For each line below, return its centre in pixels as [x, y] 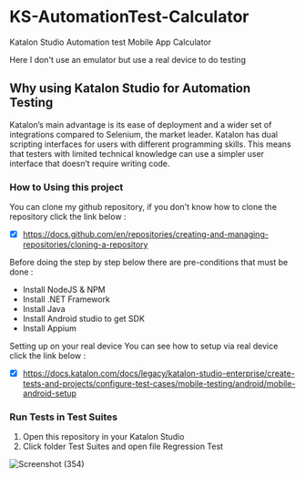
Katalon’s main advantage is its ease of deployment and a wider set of [141, 124]
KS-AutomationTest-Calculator [129, 17]
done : [21, 272]
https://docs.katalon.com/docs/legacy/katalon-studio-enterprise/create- [159, 374]
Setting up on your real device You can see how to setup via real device [144, 346]
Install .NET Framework [66, 299]
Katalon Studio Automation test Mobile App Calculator [111, 42]
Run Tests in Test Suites [64, 417]
